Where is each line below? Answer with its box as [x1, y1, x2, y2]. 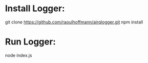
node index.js [5, 52, 32, 58]
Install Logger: [5, 3, 65, 14]
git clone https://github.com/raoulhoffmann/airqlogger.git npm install [5, 19, 143, 25]
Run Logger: [5, 36, 56, 47]
